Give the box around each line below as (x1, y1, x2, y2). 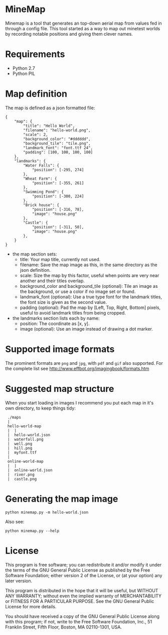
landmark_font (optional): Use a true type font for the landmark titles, (20, 293, 162, 300)
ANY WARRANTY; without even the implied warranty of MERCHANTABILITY (5, 593, 162, 599)
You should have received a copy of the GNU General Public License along (5, 613, 159, 619)
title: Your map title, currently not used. (20, 256, 101, 262)
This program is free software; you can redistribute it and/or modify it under (5, 562, 162, 568)
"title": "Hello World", (23, 123, 75, 128)
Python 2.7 (12, 65, 35, 71)
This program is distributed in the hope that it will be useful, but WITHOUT (5, 587, 158, 593)
